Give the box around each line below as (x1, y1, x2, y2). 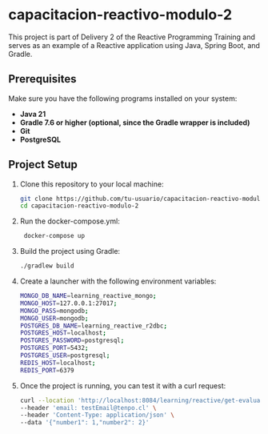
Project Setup (8, 158, 78, 171)
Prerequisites (8, 72, 77, 86)
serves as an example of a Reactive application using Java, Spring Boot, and (8, 40, 260, 50)
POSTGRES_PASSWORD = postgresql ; (19, 336, 125, 345)
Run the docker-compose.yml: (19, 216, 120, 226)
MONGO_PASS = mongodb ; (19, 307, 89, 315)
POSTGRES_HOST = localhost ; (19, 329, 106, 337)
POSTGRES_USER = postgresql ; (19, 352, 110, 360)
